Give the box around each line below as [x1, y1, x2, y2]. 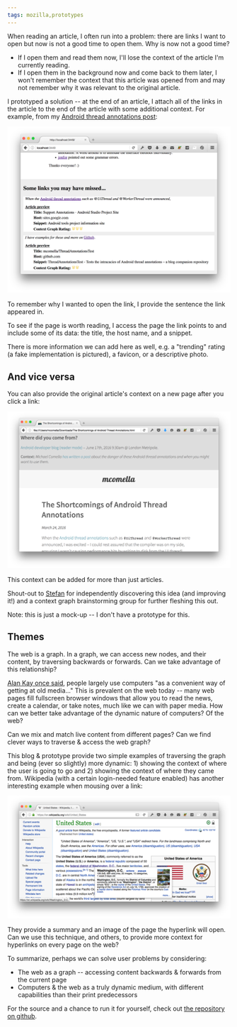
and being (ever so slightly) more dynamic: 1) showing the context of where [7, 759, 228, 767]
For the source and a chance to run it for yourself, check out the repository [7, 1004, 225, 1013]
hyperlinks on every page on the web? [7, 940, 119, 949]
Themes [7, 631, 45, 643]
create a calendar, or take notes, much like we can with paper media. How [7, 701, 224, 710]
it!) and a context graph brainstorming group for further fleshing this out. [7, 596, 219, 605]
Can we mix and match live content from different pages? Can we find [7, 730, 211, 738]
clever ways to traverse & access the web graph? [7, 737, 151, 746]
